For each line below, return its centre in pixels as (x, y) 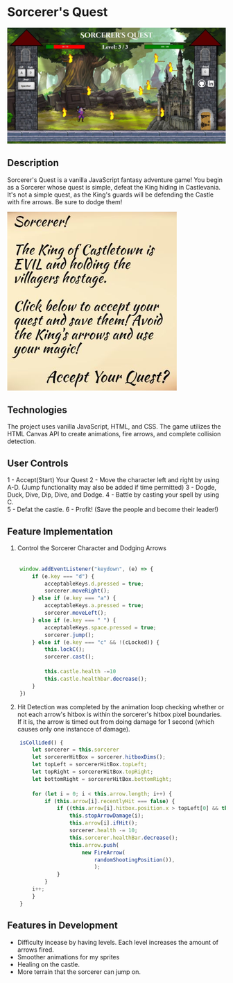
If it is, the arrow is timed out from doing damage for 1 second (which (116, 721)
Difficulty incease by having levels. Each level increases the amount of (118, 942)
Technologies (37, 410)
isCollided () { (42, 743)
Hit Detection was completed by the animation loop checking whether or (121, 707)
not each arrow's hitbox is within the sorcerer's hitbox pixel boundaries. (119, 714)
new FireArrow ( (104, 852)
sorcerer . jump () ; (69, 635)
